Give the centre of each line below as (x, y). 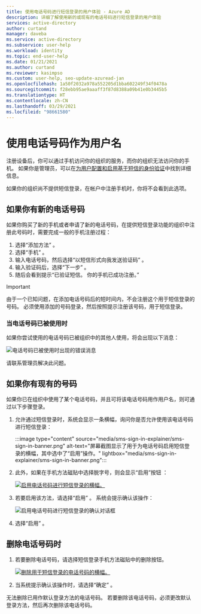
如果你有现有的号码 (42, 384)
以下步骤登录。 (30, 407)
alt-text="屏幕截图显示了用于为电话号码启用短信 (126, 446)
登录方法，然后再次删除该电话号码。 (51, 605)
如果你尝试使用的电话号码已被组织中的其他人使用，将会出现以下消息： (93, 338)
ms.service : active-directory (44, 39)
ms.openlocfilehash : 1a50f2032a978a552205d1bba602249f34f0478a (87, 84)
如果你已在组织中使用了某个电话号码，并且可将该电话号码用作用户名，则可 (98, 399)
